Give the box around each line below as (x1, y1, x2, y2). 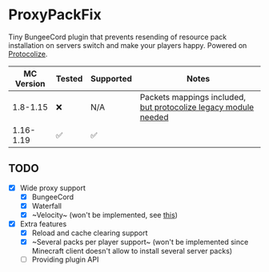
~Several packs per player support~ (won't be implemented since (31, 238, 249, 247)
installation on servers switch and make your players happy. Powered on (8, 40, 247, 50)
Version (14, 78, 46, 89)
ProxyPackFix (8, 6, 102, 24)
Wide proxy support (19, 182, 86, 193)
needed (139, 111, 169, 122)
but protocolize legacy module (139, 102, 255, 113)
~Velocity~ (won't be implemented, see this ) (31, 210, 179, 219)
